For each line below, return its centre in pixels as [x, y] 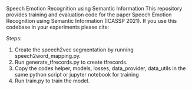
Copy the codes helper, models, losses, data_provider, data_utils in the [100, 68]
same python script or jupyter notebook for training [77, 75]
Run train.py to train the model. [52, 81]
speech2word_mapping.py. [48, 56]
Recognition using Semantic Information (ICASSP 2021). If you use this [92, 21]
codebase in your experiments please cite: [58, 27]
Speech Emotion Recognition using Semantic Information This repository [94, 8]
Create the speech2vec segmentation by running [74, 50]
